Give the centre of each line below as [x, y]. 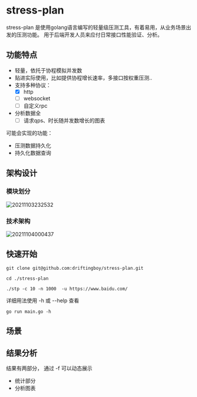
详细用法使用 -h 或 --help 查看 [43, 300]
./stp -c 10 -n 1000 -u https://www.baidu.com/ [67, 289]
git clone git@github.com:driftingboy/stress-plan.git [75, 268]
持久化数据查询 [33, 153]
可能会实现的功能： [29, 133]
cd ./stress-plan [27, 278]
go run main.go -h [29, 312]
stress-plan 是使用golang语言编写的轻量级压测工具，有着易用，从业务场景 [96, 27]
